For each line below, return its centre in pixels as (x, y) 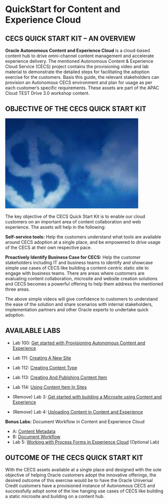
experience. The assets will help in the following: (55, 227)
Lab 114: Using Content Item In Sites (49, 387)
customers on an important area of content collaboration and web (73, 221)
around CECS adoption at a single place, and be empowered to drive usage (83, 242)
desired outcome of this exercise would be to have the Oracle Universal (79, 480)
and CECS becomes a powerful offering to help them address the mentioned (84, 284)
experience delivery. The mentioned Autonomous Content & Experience (79, 61)
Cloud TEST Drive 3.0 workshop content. (48, 93)
